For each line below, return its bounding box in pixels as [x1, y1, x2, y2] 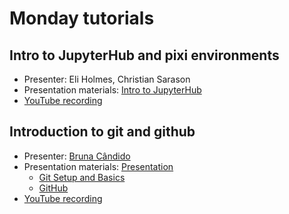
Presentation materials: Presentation [23, 160, 174, 172]
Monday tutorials [9, 7, 155, 30]
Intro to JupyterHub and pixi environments [9, 47, 280, 64]
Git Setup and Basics [38, 171, 126, 183]
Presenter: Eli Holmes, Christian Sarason [23, 73, 191, 85]
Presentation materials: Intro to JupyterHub [23, 84, 202, 96]
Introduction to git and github [9, 123, 196, 141]
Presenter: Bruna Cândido [23, 150, 131, 162]
